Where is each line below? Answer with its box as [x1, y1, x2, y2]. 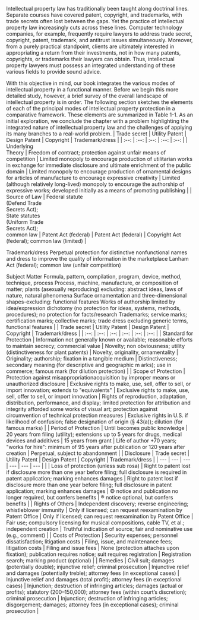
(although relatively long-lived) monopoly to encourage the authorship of [6, 181, 185, 188]
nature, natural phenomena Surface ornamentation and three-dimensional [6, 292, 187, 299]
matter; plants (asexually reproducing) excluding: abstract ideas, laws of [6, 286, 183, 293]
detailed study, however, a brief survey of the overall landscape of [6, 92, 168, 99]
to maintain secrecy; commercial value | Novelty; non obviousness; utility [6, 343, 185, 349]
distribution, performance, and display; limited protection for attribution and [6, 399, 191, 406]
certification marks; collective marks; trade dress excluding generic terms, [6, 317, 188, 324]
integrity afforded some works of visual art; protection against [6, 406, 158, 412]
